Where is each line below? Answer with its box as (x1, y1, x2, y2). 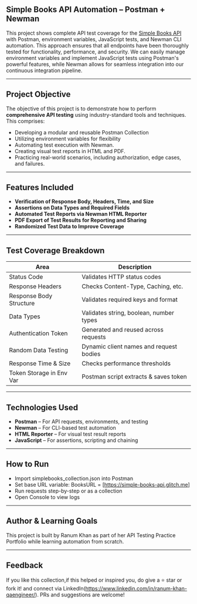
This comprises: (6, 117, 45, 124)
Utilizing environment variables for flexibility (14, 135, 121, 142)
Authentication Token (9, 329, 68, 338)
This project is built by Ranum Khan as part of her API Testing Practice (6, 531, 176, 539)
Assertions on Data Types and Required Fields (14, 204, 130, 211)
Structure (9, 299, 35, 308)
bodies (81, 350, 101, 358)
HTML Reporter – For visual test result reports (14, 431, 126, 438)
